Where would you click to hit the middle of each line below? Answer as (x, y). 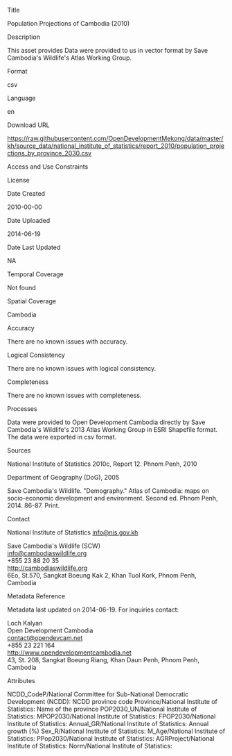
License (18, 180)
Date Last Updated (34, 247)
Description (24, 37)
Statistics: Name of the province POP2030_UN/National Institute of (102, 709)
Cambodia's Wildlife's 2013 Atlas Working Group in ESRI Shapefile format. (113, 429)
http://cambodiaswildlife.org (47, 568)
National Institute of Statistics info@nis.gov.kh (73, 532)
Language (21, 98)
